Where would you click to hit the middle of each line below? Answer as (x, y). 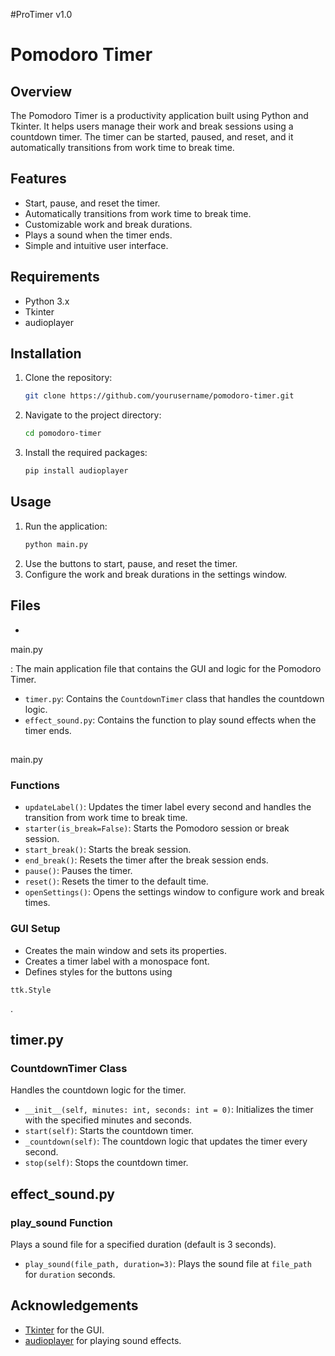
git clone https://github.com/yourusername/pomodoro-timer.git (159, 396)
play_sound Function (61, 1222)
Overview (41, 91)
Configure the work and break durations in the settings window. (156, 574)
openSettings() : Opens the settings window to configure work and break (174, 892)
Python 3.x (47, 301)
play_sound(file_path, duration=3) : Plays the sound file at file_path (168, 1263)
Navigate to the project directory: (93, 415)
